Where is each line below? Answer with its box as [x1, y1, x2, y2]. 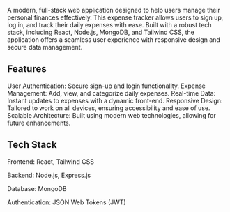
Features [7, 63, 47, 75]
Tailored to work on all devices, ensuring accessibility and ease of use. [7, 104, 210, 112]
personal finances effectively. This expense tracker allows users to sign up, [7, 13, 224, 22]
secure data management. [7, 43, 83, 51]
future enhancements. [7, 119, 71, 127]
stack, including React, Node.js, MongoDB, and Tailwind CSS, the [7, 28, 195, 36]
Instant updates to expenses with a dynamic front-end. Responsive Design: [7, 96, 223, 105]
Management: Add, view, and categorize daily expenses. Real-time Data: [7, 89, 216, 97]
